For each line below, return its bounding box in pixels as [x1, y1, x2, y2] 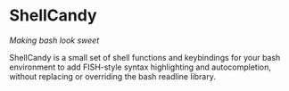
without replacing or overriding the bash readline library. [9, 70, 216, 81]
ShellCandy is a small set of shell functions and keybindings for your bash [9, 52, 281, 62]
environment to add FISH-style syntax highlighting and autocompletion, [9, 62, 272, 72]
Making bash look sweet [9, 35, 100, 45]
